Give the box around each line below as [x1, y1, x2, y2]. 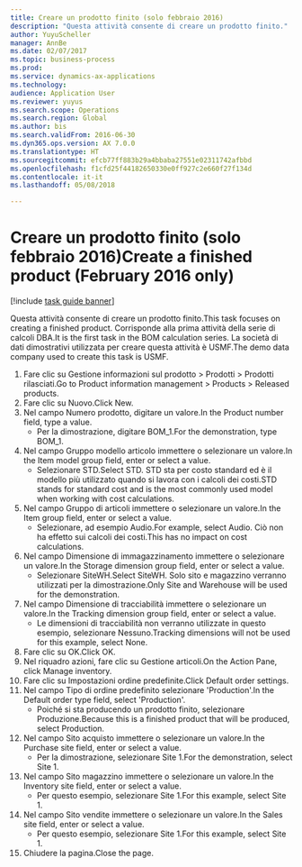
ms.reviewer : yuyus [10, 96, 84, 106]
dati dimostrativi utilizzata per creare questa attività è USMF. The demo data [10, 342, 290, 352]
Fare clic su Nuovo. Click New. [22, 397, 134, 408]
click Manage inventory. [22, 666, 112, 677]
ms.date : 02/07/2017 [10, 47, 88, 56]
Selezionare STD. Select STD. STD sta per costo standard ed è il [36, 465, 272, 476]
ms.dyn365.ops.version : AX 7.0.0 [10, 139, 136, 148]
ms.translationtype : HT [10, 147, 100, 156]
